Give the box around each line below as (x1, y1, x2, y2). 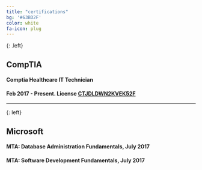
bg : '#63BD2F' (6, 14, 42, 20)
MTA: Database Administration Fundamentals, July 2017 (6, 143, 150, 150)
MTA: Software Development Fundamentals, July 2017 (6, 157, 145, 164)
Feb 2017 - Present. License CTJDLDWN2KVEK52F (6, 90, 136, 97)
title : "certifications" (6, 8, 69, 15)
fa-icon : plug (6, 25, 42, 32)
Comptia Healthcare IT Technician (6, 76, 93, 83)
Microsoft (6, 126, 44, 136)
